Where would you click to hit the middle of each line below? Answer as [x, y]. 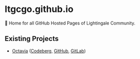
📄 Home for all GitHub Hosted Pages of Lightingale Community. [70, 23]
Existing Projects [32, 39]
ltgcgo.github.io [39, 9]
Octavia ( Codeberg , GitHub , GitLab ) [49, 50]
